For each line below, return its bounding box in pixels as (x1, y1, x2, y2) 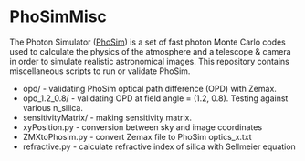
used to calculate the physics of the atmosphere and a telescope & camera (9, 45, 291, 56)
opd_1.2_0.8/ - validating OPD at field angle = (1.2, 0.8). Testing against (22, 93, 289, 104)
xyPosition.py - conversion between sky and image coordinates (22, 121, 263, 133)
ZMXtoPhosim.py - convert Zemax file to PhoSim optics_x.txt (22, 131, 253, 142)
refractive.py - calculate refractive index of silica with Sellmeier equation (22, 141, 297, 152)
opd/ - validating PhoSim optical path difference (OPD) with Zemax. (22, 83, 277, 94)
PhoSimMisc (9, 6, 108, 27)
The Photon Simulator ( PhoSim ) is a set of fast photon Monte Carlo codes (9, 36, 286, 47)
